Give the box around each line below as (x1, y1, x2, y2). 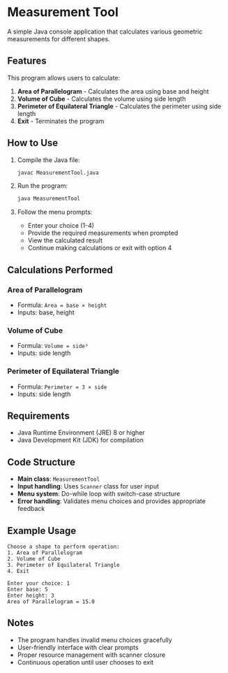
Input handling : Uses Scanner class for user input (17, 482, 159, 491)
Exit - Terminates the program (17, 117, 105, 125)
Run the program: (17, 182, 68, 190)
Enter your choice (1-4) (27, 222, 95, 230)
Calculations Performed (7, 263, 114, 276)
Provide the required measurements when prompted (27, 229, 178, 238)
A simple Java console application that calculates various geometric (7, 27, 203, 36)
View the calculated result (27, 236, 102, 245)
